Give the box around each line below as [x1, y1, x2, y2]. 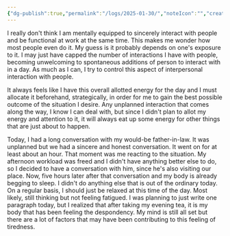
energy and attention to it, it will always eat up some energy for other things [7, 114, 220, 123]
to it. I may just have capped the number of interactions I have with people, [7, 51, 218, 59]
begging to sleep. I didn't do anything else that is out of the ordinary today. [7, 179, 218, 187]
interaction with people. [7, 73, 74, 81]
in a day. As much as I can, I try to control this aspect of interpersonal [7, 65, 203, 73]
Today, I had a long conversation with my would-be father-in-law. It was [7, 135, 210, 144]
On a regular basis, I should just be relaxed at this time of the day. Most [7, 186, 207, 194]
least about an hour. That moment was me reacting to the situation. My [7, 150, 207, 158]
